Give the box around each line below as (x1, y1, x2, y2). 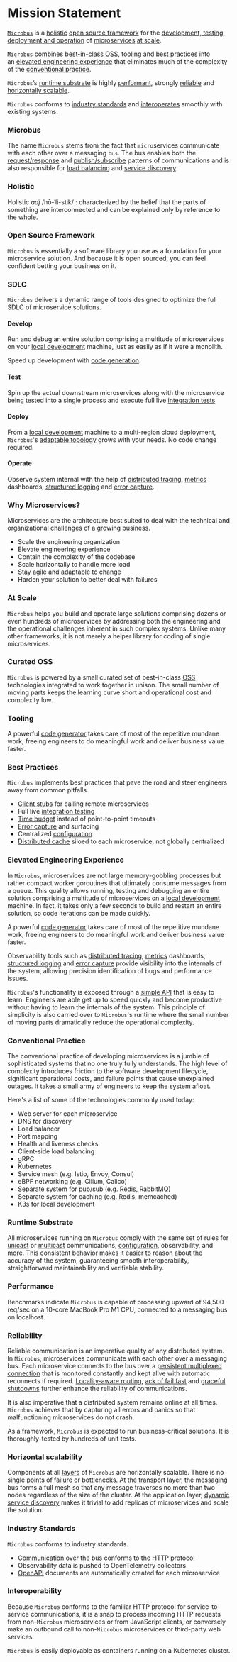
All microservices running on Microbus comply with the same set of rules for (7, 1234, 229, 1242)
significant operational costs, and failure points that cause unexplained (7, 1075, 214, 1083)
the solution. (7, 1506, 44, 1514)
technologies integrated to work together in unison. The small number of (7, 680, 219, 689)
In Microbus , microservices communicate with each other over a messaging (7, 1353, 227, 1363)
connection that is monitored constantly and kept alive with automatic (7, 1369, 211, 1378)
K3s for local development (17, 1200, 95, 1209)
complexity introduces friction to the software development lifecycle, (7, 1067, 209, 1075)
